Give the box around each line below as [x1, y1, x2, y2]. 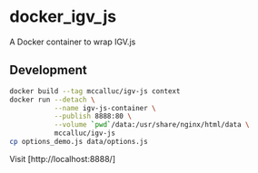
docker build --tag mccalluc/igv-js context [9, 86, 181, 96]
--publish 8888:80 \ [54, 111, 132, 121]
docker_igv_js [9, 6, 116, 27]
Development [9, 62, 88, 78]
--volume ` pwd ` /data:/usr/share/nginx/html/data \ [54, 120, 250, 130]
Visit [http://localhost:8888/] [9, 153, 116, 164]
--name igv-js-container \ [54, 103, 156, 112]
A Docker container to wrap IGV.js [9, 36, 136, 47]
